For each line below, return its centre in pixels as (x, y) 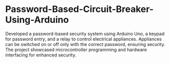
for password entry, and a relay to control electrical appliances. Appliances (83, 39)
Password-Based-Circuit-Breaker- (79, 9)
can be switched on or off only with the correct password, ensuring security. (85, 44)
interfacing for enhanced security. (41, 55)
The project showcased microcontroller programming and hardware (76, 49)
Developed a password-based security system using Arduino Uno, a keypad (85, 33)
